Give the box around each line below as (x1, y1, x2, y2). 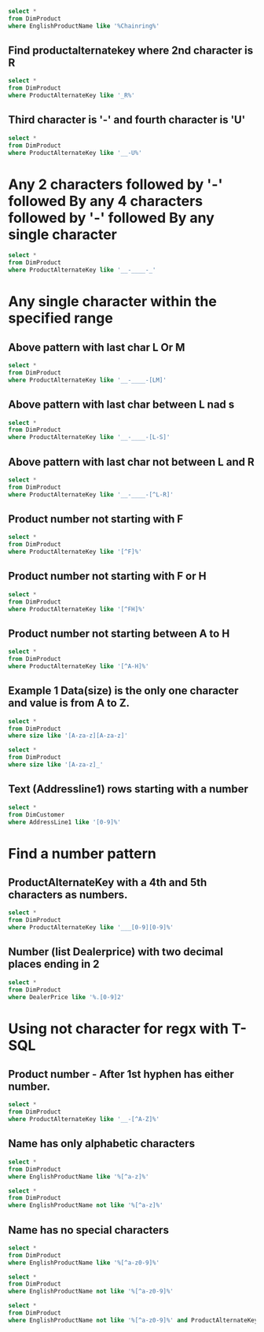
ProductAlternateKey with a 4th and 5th (8, 876, 207, 889)
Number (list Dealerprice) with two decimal (8, 945, 224, 959)
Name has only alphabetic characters (8, 1137, 195, 1150)
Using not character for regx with (8, 1020, 229, 1038)
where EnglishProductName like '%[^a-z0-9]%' (8, 1259, 159, 1267)
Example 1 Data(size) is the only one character (8, 684, 239, 698)
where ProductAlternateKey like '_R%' (8, 91, 135, 100)
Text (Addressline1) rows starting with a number (8, 783, 249, 796)
